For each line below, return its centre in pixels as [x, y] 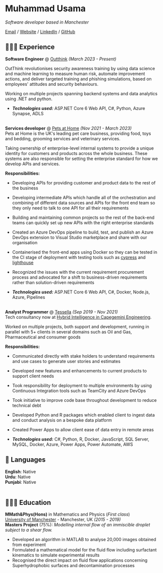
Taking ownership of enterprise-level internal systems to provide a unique [80, 148]
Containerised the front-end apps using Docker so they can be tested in [85, 252]
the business [25, 188]
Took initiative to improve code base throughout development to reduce [84, 400]
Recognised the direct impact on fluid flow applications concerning [80, 560]
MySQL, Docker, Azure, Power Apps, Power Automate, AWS [72, 444]
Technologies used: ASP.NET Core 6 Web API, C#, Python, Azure [79, 108]
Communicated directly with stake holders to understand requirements [83, 356]
